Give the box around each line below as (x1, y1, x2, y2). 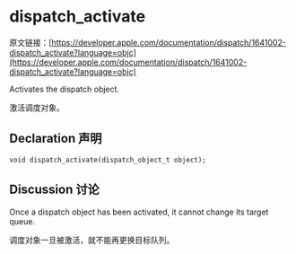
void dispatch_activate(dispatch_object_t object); (9, 155, 206, 164)
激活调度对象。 (9, 101, 65, 113)
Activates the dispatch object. (9, 83, 119, 94)
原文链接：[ (9, 37, 52, 48)
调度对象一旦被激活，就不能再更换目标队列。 (9, 234, 175, 245)
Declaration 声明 (9, 131, 102, 146)
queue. (9, 215, 36, 226)
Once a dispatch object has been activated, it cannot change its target (9, 206, 269, 217)
